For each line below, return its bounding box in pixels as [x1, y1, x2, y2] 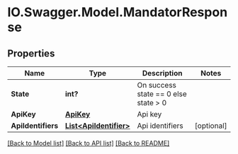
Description [142, 69, 183, 78]
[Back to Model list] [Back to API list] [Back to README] [7, 139, 170, 147]
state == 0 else [137, 89, 188, 99]
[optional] [194, 121, 227, 131]
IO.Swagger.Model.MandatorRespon [7, 4, 228, 20]
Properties [7, 47, 55, 59]
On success [137, 81, 177, 90]
